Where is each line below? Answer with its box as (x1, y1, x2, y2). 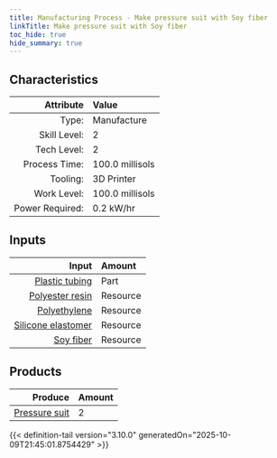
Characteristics (9, 71, 99, 87)
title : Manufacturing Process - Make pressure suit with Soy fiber (9, 13, 269, 23)
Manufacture (92, 114, 147, 126)
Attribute (44, 98, 84, 111)
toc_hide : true (9, 30, 67, 39)
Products (9, 364, 62, 379)
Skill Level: (39, 128, 84, 141)
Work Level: (33, 187, 84, 200)
